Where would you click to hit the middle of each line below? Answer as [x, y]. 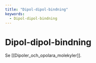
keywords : [15, 14]
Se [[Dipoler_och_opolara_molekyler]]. [43, 55]
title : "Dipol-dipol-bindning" [37, 9]
